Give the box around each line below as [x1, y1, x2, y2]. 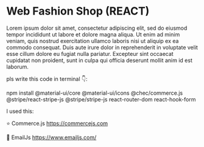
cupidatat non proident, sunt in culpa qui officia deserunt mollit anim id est [6, 56, 193, 64]
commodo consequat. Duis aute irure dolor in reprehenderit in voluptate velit [6, 44, 198, 51]
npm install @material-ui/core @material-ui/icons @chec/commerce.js [6, 89, 183, 97]
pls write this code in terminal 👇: [6, 75, 88, 83]
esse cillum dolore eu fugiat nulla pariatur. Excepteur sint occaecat [6, 50, 174, 57]
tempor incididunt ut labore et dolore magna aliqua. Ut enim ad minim [6, 30, 180, 38]
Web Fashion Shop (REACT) [6, 4, 150, 18]
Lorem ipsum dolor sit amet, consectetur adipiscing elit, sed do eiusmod [6, 24, 188, 32]
